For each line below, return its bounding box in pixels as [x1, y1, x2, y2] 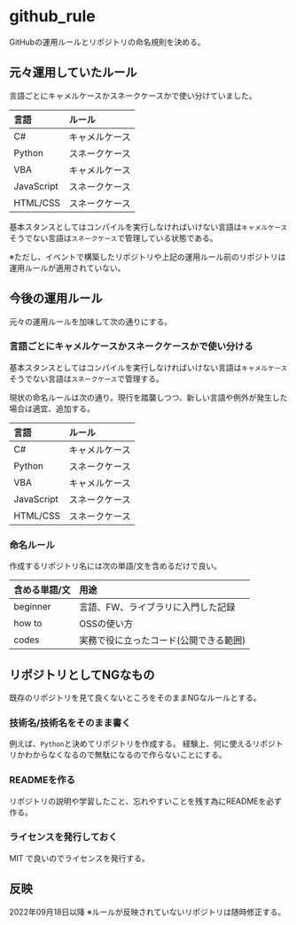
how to [13, 618, 43, 630]
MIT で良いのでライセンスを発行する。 [9, 852, 151, 863]
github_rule [9, 6, 96, 27]
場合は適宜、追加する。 [9, 403, 95, 414]
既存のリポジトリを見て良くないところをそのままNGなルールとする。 [9, 692, 261, 703]
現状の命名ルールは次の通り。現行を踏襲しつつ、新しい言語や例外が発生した [9, 392, 288, 402]
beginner [13, 601, 51, 613]
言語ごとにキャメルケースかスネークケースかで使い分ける [9, 340, 254, 353]
